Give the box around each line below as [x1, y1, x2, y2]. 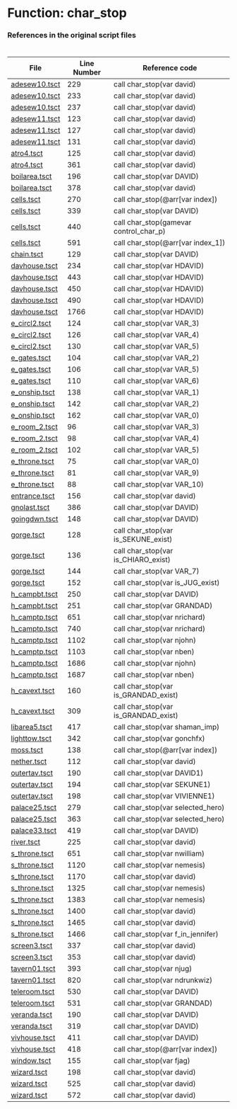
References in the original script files [7, 30, 136, 40]
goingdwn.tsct [11, 514, 59, 524]
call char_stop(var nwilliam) [114, 848, 205, 858]
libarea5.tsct [11, 722, 53, 732]
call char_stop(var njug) [114, 964, 193, 974]
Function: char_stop [7, 5, 127, 21]
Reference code [142, 63, 197, 73]
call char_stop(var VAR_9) [114, 468, 200, 478]
